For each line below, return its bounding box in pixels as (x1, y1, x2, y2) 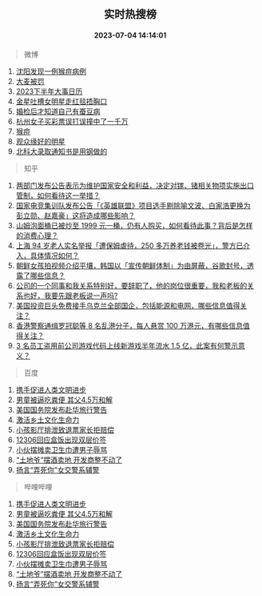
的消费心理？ (15, 231, 58, 240)
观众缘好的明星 (15, 136, 65, 146)
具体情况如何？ (30, 251, 80, 260)
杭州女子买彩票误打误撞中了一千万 (15, 116, 129, 126)
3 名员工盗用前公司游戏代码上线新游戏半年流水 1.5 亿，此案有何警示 (15, 340, 239, 350)
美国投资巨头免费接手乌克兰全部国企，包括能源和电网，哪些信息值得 (15, 300, 240, 310)
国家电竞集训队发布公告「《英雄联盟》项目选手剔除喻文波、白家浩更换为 (15, 200, 251, 210)
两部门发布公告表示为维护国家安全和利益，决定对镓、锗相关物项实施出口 (15, 180, 254, 190)
